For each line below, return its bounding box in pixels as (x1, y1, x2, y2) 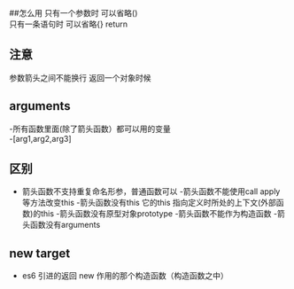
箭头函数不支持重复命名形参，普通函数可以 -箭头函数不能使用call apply (21, 186, 281, 197)
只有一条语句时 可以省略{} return (9, 19, 128, 29)
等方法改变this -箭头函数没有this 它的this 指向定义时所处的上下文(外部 (21, 198, 277, 208)
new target (9, 246, 71, 261)
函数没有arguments (29, 220, 101, 230)
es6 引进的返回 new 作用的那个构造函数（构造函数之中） (21, 270, 228, 281)
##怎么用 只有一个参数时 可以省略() (9, 8, 138, 18)
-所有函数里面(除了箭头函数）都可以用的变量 (9, 123, 171, 134)
